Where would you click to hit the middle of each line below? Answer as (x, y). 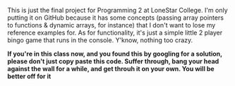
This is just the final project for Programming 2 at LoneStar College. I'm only (117, 10)
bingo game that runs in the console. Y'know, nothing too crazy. (100, 40)
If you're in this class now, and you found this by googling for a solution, (115, 54)
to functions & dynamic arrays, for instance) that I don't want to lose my (112, 25)
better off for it (29, 76)
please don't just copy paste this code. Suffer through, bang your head (113, 61)
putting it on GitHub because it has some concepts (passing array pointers (116, 18)
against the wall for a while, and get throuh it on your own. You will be (111, 69)
